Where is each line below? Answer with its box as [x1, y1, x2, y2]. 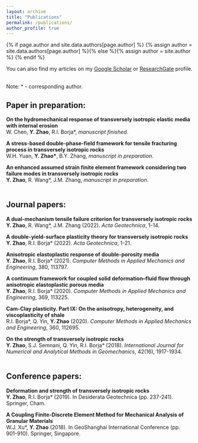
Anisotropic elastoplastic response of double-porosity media [6, 250, 160, 258]
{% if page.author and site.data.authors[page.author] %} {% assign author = [6, 41, 193, 48]
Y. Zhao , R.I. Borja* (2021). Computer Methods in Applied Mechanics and [6, 257, 185, 264]
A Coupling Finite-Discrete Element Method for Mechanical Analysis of [6, 411, 184, 418]
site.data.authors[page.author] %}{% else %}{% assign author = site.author [6, 48, 191, 55]
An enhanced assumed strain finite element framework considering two [6, 164, 187, 171]
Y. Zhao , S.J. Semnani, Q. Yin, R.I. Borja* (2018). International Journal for [6, 341, 184, 348]
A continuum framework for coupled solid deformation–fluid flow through [6, 275, 190, 282]
